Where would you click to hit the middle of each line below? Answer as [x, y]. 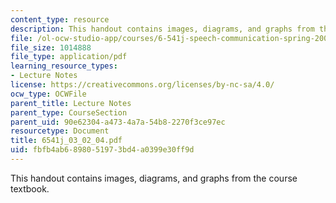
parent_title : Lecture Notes [71, 103]
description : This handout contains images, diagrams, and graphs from [162, 29]
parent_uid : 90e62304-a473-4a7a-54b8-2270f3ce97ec [118, 122]
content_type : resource [60, 19]
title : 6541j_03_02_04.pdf [66, 141]
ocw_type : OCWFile [48, 94]
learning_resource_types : [64, 66]
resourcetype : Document [60, 131]
